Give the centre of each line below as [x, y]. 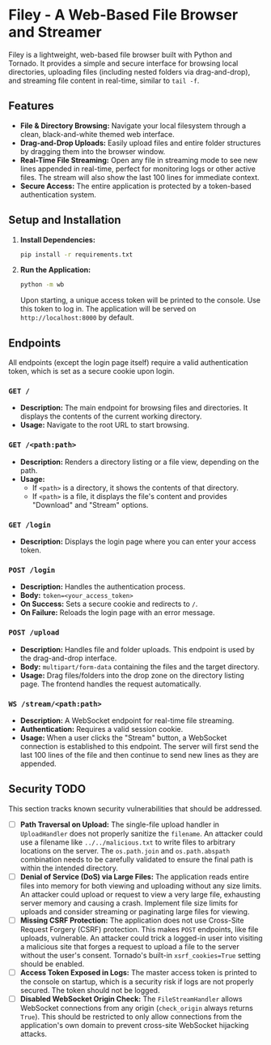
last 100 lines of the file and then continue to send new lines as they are [139, 755]
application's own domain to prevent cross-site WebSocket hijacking [134, 1026]
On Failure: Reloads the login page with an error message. [118, 613]
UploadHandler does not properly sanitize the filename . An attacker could [141, 833]
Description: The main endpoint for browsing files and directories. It [134, 408]
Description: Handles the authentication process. [103, 587]
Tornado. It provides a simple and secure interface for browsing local [123, 63]
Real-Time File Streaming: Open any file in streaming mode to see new [139, 160]
